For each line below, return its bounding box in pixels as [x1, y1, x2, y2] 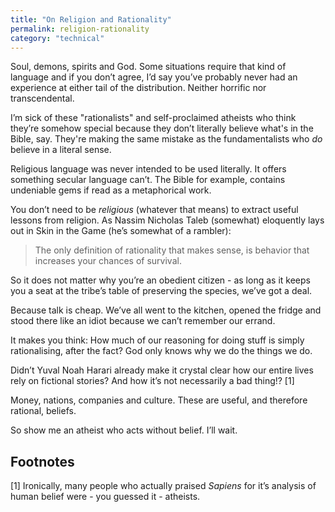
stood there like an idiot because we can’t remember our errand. [10, 315, 276, 327]
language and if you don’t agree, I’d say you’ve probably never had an [10, 71, 298, 83]
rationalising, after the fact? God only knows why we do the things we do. [10, 345, 313, 357]
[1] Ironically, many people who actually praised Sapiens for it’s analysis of [10, 480, 317, 492]
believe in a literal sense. [10, 144, 112, 156]
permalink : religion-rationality [10, 24, 150, 34]
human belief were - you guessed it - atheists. [10, 491, 201, 503]
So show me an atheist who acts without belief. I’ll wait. [10, 424, 238, 436]
